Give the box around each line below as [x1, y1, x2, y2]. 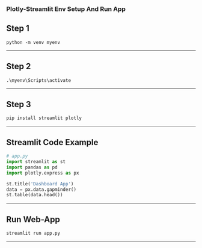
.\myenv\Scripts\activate [6, 77, 71, 83]
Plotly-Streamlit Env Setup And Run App [6, 5, 126, 13]
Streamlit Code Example [6, 137, 99, 147]
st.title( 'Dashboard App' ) [6, 181, 74, 187]
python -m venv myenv [6, 39, 61, 45]
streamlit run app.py [6, 231, 61, 237]
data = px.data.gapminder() [6, 186, 77, 193]
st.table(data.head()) [6, 192, 63, 198]
